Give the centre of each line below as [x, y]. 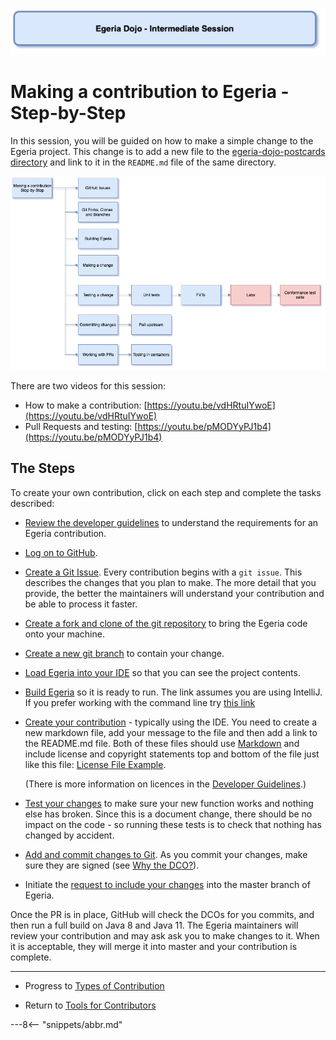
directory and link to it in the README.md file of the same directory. [143, 162]
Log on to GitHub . [61, 552]
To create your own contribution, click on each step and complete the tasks [166, 492]
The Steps [43, 468]
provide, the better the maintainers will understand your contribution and [174, 593]
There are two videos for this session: [88, 385]
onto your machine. [64, 634]
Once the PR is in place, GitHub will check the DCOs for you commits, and [162, 914]
